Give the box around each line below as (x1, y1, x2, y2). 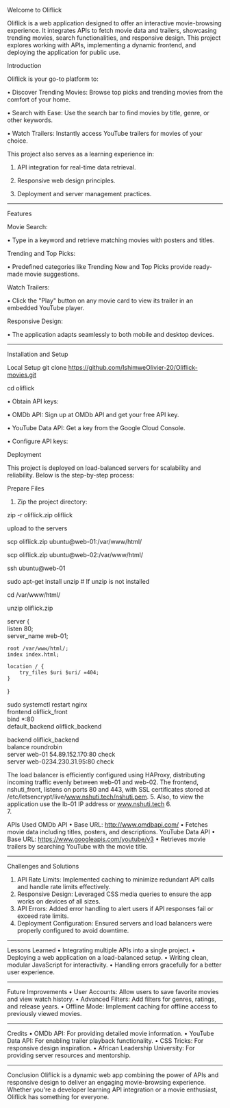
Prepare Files (7, 484, 44, 493)
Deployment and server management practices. (16, 190, 152, 198)
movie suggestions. (24, 270, 80, 278)
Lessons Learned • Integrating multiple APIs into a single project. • (7, 946, 196, 954)
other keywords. (7, 116, 53, 124)
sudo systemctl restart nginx (7, 700, 88, 709)
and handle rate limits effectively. (16, 883, 111, 891)
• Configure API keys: (7, 437, 68, 445)
